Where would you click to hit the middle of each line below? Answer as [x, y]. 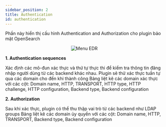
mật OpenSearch [23, 39]
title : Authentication [29, 15]
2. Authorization [23, 99]
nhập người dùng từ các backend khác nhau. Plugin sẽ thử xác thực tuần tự [83, 73]
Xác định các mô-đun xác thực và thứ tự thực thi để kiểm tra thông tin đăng [83, 68]
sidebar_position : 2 [27, 10]
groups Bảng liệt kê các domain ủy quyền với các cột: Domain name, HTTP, [83, 114]
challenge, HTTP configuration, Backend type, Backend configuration [77, 89]
